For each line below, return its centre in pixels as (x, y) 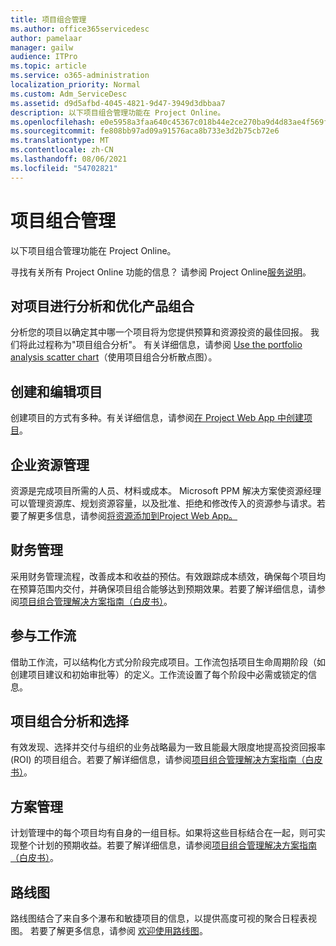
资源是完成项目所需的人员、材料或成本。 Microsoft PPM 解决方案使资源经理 (166, 490)
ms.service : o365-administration (80, 76)
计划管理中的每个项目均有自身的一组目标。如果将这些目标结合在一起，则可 (163, 833)
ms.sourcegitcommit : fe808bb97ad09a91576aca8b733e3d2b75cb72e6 (145, 131)
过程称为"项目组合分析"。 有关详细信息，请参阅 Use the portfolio (169, 345)
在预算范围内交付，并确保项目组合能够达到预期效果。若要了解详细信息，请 (163, 588)
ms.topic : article (48, 66)
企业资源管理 (50, 464)
